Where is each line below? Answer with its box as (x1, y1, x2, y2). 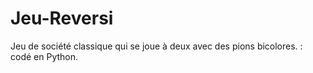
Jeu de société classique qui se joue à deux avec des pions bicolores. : (10, 40, 303, 52)
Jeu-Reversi (10, 7, 114, 30)
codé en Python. (10, 50, 79, 62)
